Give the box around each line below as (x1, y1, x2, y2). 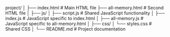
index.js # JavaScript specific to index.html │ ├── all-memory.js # (5, 15, 144, 21)
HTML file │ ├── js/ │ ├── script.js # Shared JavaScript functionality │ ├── (5, 10, 165, 16)
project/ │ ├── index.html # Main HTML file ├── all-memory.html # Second (5, 5, 164, 10)
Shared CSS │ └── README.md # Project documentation (5, 26, 126, 32)
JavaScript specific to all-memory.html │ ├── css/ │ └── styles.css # (5, 20, 152, 26)
